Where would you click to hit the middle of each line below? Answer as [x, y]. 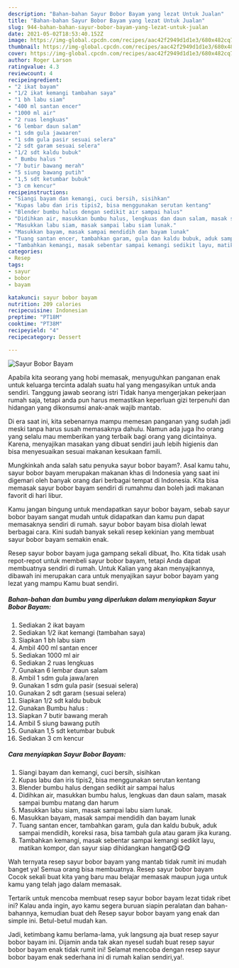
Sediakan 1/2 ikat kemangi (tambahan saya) [82, 632]
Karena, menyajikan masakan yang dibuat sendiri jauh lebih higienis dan [113, 444]
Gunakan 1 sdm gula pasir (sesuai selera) [78, 685]
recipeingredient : [35, 80]
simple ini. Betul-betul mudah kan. [58, 920]
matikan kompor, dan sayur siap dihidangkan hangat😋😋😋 [104, 848]
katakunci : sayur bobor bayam [53, 298]
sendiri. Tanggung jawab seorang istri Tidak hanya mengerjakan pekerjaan [117, 392]
